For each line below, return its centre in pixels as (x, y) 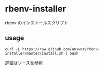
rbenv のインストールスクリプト (37, 23)
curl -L (13, 49)
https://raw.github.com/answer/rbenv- (61, 49)
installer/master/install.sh (34, 53)
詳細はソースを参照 (24, 63)
